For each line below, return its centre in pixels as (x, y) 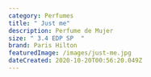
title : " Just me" (39, 23)
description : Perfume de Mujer (61, 30)
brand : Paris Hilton (43, 46)
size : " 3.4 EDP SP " (46, 38)
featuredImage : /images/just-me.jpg (70, 53)
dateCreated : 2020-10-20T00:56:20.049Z (75, 61)
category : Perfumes (41, 16)
